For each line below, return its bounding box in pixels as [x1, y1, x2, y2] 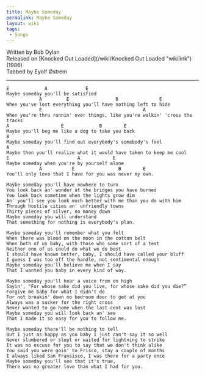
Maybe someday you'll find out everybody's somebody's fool [6, 139, 163, 146]
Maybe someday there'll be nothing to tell [6, 326, 119, 333]
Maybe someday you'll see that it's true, [6, 358, 116, 364]
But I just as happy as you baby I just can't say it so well [6, 331, 168, 338]
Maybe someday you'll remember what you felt [6, 230, 124, 236]
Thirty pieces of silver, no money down [6, 208, 111, 215]
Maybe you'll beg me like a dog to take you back [6, 128, 135, 135]
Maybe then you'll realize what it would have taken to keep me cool [6, 150, 187, 156]
